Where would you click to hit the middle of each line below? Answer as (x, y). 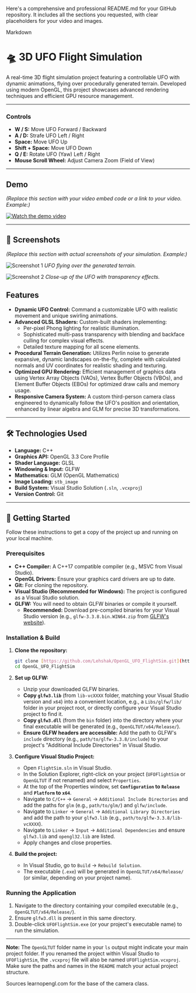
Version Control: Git (39, 494)
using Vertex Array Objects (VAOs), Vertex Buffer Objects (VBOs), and (98, 378)
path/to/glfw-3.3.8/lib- (153, 818)
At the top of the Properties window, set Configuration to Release (101, 786)
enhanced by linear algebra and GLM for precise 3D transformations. (97, 409)
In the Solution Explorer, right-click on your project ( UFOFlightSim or (104, 774)
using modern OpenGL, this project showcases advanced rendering (87, 90)
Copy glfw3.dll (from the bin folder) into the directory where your (103, 720)
